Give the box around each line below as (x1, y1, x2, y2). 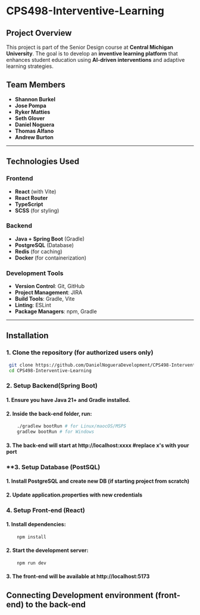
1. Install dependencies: (6, 521, 67, 528)
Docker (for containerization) (14, 254, 87, 261)
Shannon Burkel (14, 95, 55, 102)
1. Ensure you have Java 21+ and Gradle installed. (6, 397, 131, 404)
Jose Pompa (14, 102, 46, 109)
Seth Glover (14, 114, 45, 121)
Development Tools (6, 269, 64, 277)
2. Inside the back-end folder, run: (6, 410, 92, 417)
